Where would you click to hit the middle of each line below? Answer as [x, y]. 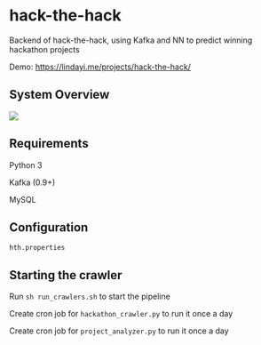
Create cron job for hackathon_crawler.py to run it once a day [121, 314]
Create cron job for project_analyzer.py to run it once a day [119, 331]
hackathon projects [44, 49]
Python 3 [26, 164]
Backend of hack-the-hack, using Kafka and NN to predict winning [131, 40]
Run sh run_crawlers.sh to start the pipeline [90, 297]
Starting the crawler [66, 275]
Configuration [49, 227]
